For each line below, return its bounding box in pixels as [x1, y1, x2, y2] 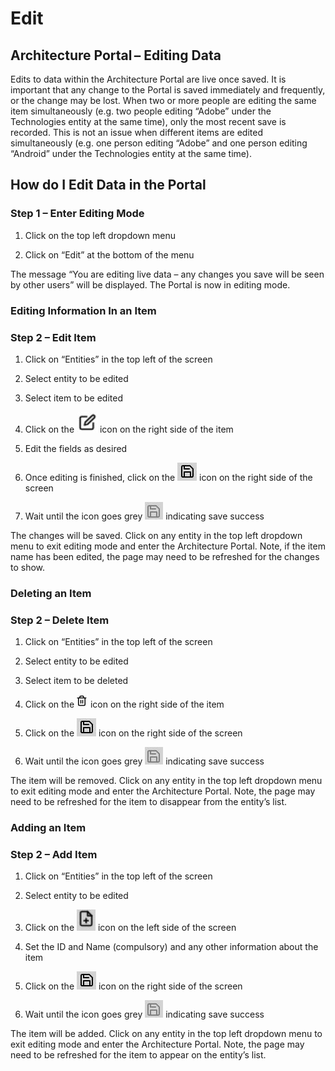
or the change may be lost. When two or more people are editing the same [10, 95, 317, 106]
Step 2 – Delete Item [10, 613, 110, 627]
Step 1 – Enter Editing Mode [10, 207, 145, 221]
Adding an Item [10, 821, 87, 835]
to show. [10, 561, 46, 573]
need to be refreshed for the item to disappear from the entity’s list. [10, 796, 288, 808]
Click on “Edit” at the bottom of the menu [24, 248, 195, 261]
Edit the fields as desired [24, 442, 128, 454]
